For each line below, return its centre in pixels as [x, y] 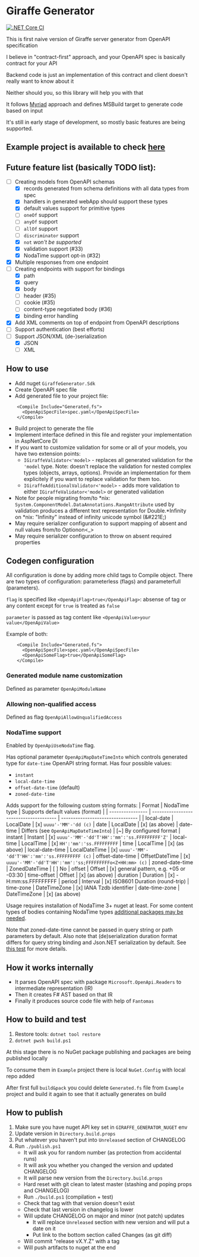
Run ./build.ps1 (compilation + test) [69, 1197]
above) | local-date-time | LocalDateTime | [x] [62, 850]
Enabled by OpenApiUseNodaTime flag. [51, 746]
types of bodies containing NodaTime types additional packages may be [95, 912]
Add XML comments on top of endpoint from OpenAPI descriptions [97, 322]
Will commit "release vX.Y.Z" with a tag [72, 1241]
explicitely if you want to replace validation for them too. [92, 479]
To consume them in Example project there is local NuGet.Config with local [96, 1070]
